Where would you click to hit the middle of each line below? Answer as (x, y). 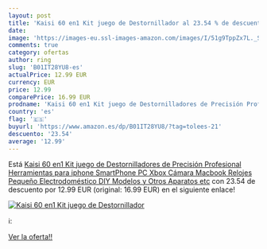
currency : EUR (32, 82)
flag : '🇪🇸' (28, 119)
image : (19, 38)
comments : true (33, 45)
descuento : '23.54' (41, 134)
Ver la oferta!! (31, 236)
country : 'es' (32, 112)
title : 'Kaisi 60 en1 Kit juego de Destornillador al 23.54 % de (118, 23)
